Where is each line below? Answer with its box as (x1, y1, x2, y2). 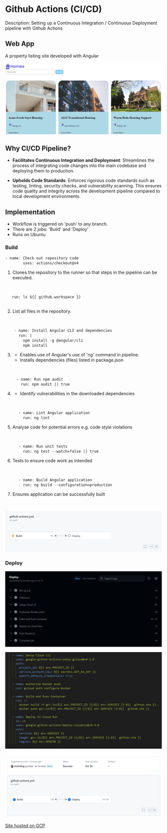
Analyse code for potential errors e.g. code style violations (12, 424, 133, 430)
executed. (12, 275, 33, 281)
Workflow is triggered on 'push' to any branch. (12, 221, 108, 227)
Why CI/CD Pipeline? (5, 144, 71, 153)
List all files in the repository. (12, 308, 72, 314)
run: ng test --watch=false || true (23, 449, 99, 454)
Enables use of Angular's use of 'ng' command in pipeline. (19, 352, 140, 358)
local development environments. (12, 193, 81, 199)
